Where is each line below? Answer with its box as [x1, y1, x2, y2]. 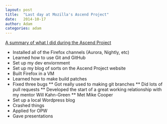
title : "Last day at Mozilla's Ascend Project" [5, 12, 109, 17]
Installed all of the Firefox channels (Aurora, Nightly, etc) [12, 49, 130, 55]
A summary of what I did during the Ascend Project [5, 39, 112, 45]
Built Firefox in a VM [12, 70, 54, 76]
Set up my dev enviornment [12, 60, 70, 66]
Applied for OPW [12, 108, 48, 114]
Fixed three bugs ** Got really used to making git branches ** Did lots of [12, 81, 162, 87]
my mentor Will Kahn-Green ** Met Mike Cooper [12, 92, 113, 98]
